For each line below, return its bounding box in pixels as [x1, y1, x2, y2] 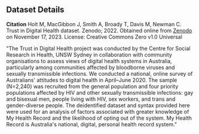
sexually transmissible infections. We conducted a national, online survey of [6, 70, 193, 77]
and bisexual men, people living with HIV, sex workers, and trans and [6, 95, 176, 102]
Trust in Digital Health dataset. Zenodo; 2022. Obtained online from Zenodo [6, 27, 192, 34]
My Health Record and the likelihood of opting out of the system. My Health [6, 114, 192, 121]
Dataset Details [6, 5, 65, 15]
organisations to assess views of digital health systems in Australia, [6, 57, 172, 64]
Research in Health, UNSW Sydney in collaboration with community [6, 51, 172, 58]
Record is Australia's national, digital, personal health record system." [6, 120, 177, 127]
